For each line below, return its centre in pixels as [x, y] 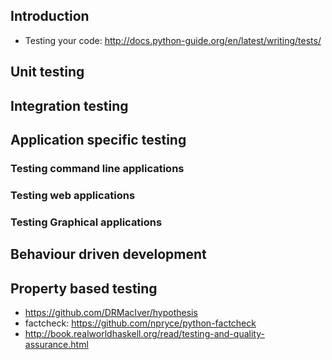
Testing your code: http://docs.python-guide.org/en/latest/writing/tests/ [173, 40]
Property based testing [84, 288]
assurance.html [56, 344]
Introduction [50, 16]
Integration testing [69, 105]
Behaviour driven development [108, 254]
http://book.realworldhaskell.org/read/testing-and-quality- [144, 333]
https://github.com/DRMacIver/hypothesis [111, 312]
